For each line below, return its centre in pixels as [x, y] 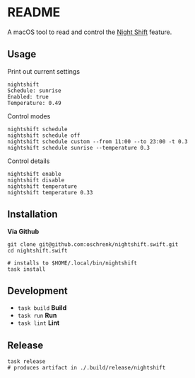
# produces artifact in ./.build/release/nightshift [87, 368]
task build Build [42, 308]
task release [26, 362]
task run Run [37, 316]
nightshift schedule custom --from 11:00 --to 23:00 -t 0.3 [98, 141]
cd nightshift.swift [38, 250]
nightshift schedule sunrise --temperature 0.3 [79, 148]
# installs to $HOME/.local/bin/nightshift [72, 263]
